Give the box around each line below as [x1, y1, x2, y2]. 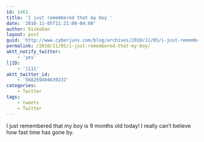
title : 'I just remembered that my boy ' [6, 15, 113, 21]
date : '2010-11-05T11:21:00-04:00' [6, 20, 97, 26]
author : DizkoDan [6, 26, 50, 32]
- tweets [17, 99, 39, 105]
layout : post [6, 32, 39, 38]
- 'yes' [17, 54, 36, 60]
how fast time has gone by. [6, 129, 74, 136]
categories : [6, 83, 36, 89]
